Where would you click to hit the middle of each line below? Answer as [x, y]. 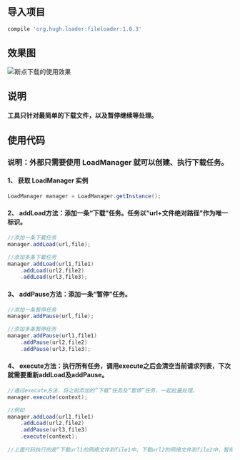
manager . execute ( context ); [47, 397]
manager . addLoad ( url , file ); [49, 244]
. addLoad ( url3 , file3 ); [54, 277]
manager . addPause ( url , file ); [51, 316]
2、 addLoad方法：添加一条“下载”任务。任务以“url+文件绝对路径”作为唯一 [118, 213]
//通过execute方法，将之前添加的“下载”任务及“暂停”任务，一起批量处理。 [103, 390]
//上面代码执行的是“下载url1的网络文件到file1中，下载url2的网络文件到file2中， [115, 450]
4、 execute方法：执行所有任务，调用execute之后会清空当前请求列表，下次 [119, 366]
